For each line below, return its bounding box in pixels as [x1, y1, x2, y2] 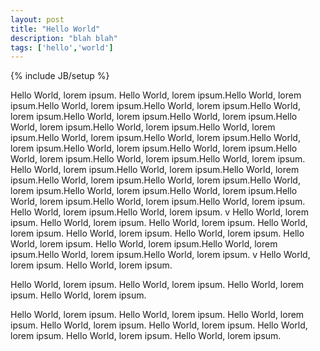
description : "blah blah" [10, 33, 118, 43]
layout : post [10, 14, 65, 25]
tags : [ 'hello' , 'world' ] [10, 42, 114, 53]
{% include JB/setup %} [10, 70, 110, 82]
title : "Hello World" [10, 24, 101, 34]
